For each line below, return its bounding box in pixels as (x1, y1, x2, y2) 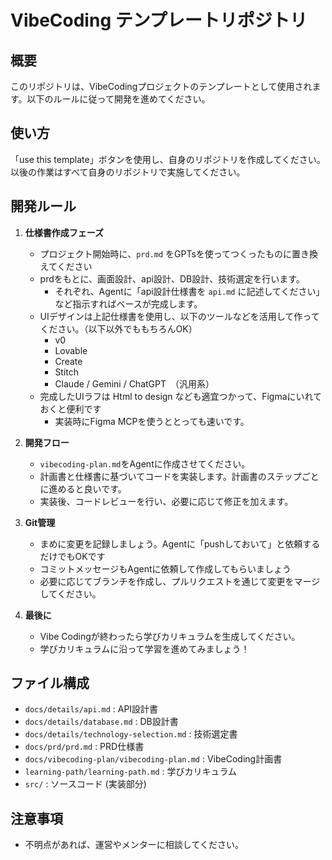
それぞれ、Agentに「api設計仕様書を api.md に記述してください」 (54, 285, 325, 297)
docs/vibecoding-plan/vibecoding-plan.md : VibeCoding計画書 (24, 753, 283, 765)
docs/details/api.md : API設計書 (24, 703, 159, 715)
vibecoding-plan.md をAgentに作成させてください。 (39, 457, 251, 470)
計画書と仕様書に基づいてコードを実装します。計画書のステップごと (39, 470, 320, 482)
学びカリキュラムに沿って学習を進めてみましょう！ (39, 642, 250, 655)
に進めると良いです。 (39, 482, 127, 495)
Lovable (54, 344, 88, 356)
